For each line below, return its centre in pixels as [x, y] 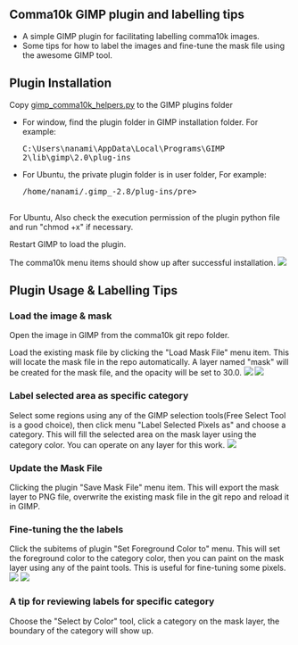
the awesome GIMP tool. [67, 55]
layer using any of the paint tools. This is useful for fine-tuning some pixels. [148, 568]
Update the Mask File [56, 467]
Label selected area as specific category [99, 396]
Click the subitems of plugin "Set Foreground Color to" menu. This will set [145, 549]
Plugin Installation [61, 83]
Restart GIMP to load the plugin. [68, 244]
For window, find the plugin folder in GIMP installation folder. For [140, 122]
